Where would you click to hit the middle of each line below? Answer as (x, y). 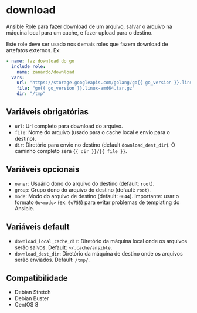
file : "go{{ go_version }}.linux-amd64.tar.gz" (76, 89)
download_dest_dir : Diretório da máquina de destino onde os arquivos (98, 253)
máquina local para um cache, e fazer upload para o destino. (79, 32)
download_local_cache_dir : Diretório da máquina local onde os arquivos (101, 241)
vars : (18, 77)
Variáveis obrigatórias (47, 112)
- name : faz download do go (40, 61)
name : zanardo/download (46, 72)
